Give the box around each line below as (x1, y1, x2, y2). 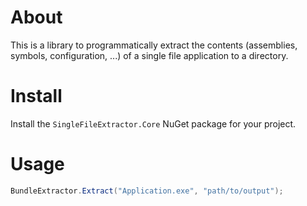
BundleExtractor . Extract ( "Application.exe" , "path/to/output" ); (10, 186, 284, 196)
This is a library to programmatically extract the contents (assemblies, (10, 39, 298, 51)
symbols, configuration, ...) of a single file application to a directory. (10, 49, 289, 61)
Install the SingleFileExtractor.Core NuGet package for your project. (10, 117, 297, 130)
